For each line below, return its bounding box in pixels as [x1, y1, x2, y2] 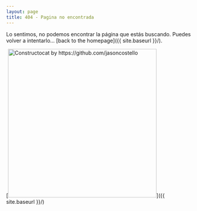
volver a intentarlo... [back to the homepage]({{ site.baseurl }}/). [6, 37, 163, 44]
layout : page [6, 8, 39, 15]
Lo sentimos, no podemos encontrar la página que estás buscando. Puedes [6, 30, 191, 37]
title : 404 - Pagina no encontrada [6, 14, 94, 20]
